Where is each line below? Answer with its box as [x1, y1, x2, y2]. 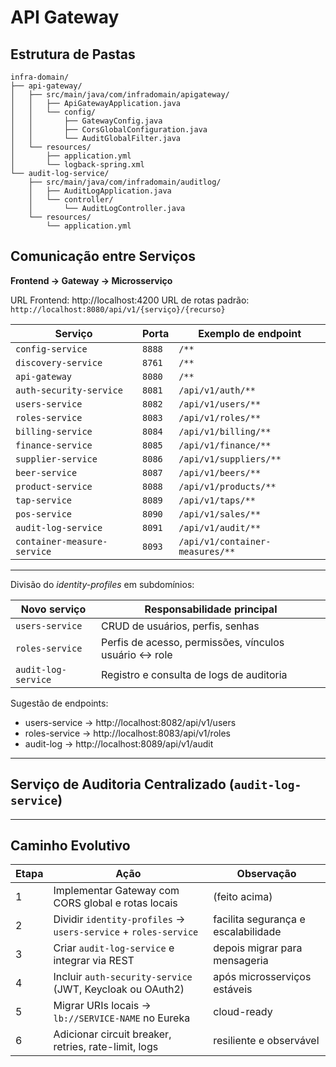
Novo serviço [20, 602, 87, 616]
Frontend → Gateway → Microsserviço [10, 274, 173, 286]
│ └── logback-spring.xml [10, 160, 145, 170]
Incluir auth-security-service [53, 970, 193, 984]
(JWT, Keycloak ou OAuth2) [53, 982, 185, 996]
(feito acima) [213, 890, 273, 904]
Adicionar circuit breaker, [53, 1027, 172, 1041]
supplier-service [15, 453, 98, 465]
